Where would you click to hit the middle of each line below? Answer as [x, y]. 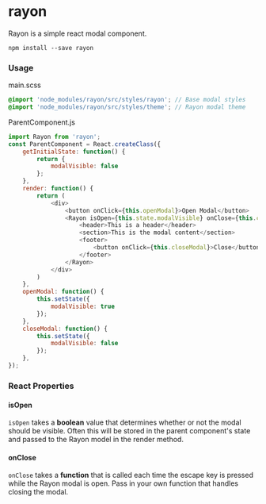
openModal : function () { [63, 292]
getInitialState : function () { [74, 152]
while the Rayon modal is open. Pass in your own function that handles [123, 483]
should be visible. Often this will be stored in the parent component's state [129, 431]
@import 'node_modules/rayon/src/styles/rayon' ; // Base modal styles [127, 100]
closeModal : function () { [65, 329]
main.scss [25, 85]
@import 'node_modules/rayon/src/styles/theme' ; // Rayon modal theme [127, 107]
